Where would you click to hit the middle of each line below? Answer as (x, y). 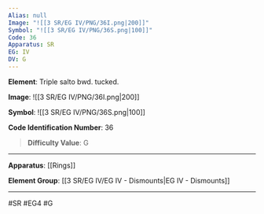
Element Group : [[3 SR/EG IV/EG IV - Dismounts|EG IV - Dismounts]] (119, 180)
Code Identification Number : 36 (61, 127)
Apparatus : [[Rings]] (42, 165)
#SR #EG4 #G (31, 203)
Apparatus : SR (31, 45)
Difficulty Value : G (58, 142)
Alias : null (27, 15)
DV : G (17, 60)
